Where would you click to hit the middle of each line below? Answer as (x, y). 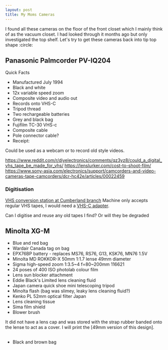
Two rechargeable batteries (41, 114)
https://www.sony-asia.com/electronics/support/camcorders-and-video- (81, 171)
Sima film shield (29, 307)
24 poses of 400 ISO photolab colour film (55, 270)
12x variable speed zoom (38, 93)
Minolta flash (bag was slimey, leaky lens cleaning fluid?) (71, 291)
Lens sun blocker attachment (42, 275)
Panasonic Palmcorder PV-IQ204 (58, 60)
